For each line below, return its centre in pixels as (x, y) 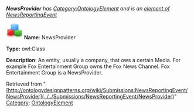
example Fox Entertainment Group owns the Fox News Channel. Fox (88, 66)
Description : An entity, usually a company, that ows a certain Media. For (93, 60)
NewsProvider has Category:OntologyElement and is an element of (88, 9)
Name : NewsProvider (50, 37)
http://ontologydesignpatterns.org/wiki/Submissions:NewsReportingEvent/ (98, 90)
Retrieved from (24, 84)
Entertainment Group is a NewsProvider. (55, 72)
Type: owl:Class (25, 49)
